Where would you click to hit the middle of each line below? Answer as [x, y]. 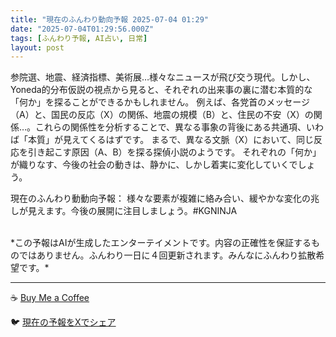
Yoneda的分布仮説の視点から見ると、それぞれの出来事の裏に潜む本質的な [161, 90]
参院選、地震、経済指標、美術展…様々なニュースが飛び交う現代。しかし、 [163, 77]
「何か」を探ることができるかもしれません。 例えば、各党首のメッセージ [160, 102]
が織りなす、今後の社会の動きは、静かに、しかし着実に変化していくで [154, 165]
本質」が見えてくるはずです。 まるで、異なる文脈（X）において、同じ [171, 140]
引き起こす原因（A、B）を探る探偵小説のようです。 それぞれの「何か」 [174, 152]
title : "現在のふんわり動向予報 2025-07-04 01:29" [109, 19]
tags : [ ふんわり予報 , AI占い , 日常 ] [79, 38]
